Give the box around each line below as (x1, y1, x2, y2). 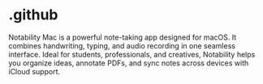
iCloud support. (8, 66, 61, 76)
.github (8, 6, 58, 24)
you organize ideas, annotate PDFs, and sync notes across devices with (8, 58, 249, 68)
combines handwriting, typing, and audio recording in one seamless (8, 40, 235, 50)
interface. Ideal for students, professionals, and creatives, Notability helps (8, 49, 256, 59)
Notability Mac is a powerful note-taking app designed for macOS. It (8, 32, 237, 42)
